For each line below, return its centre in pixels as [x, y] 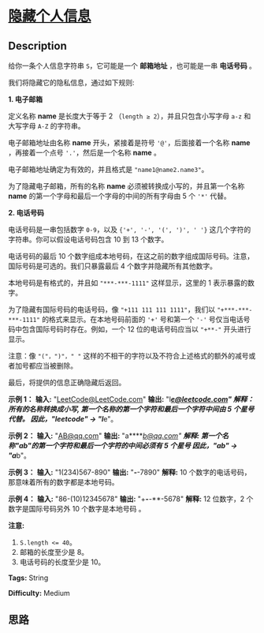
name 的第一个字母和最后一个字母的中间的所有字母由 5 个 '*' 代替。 [119, 196]
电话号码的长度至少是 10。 [62, 562]
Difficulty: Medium [39, 593]
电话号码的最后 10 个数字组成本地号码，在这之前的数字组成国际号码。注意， [131, 256]
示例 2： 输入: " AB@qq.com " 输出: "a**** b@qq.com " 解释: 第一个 [115, 436]
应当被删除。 [56, 365]
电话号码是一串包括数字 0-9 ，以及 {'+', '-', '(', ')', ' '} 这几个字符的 [130, 229]
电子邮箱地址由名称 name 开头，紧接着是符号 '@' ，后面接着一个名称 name [129, 142]
